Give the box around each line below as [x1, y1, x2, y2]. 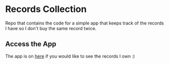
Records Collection [5, 3, 87, 15]
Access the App [5, 40, 57, 48]
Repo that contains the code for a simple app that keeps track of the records [5, 20, 164, 26]
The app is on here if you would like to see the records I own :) [5, 53, 135, 59]
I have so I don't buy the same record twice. [5, 25, 97, 31]
